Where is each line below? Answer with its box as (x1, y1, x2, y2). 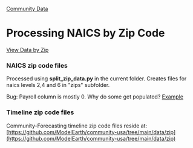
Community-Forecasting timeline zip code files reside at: (6, 122, 147, 129)
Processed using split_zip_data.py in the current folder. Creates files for (6, 75, 187, 82)
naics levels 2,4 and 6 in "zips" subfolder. (6, 82, 110, 89)
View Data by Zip (6, 46, 49, 53)
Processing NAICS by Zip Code (6, 27, 165, 40)
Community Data (6, 5, 48, 12)
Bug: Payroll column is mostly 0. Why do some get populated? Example (6, 93, 183, 100)
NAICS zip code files (6, 61, 68, 69)
